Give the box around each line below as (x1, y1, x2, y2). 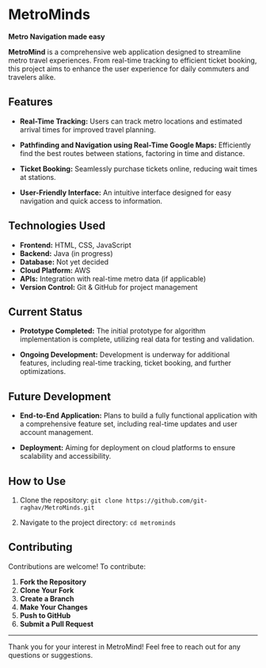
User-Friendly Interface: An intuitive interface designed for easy (19, 188, 232, 197)
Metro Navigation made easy (8, 32, 105, 41)
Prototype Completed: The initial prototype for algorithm (19, 326, 206, 336)
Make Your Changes (19, 602, 89, 612)
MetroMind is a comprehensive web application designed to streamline (8, 47, 241, 56)
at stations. (19, 172, 57, 181)
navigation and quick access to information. (19, 196, 163, 205)
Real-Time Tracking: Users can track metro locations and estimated (19, 116, 243, 126)
